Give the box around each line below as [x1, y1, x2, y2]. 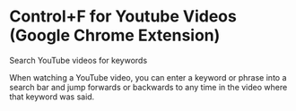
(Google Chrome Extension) [9, 25, 221, 46]
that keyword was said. [9, 91, 95, 102]
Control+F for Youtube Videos [9, 6, 238, 27]
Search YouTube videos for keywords [9, 55, 148, 65]
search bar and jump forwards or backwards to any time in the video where [9, 81, 288, 92]
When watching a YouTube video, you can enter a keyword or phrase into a [9, 72, 287, 82]
